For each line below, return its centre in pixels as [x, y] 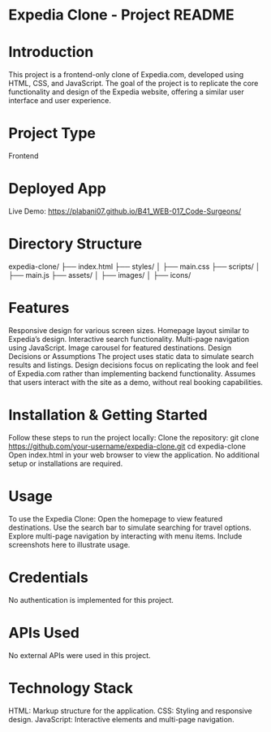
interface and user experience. [60, 101]
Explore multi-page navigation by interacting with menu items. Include [125, 536]
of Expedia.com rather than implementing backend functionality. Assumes [132, 373]
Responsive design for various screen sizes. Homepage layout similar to [129, 330]
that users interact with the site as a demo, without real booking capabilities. [136, 382]
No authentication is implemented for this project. [91, 600]
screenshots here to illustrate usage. [69, 544]
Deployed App [58, 189]
